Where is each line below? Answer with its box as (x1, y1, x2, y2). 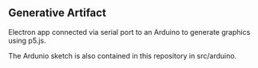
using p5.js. (8, 36, 46, 45)
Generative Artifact (8, 6, 106, 20)
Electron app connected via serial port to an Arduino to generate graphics (8, 27, 251, 36)
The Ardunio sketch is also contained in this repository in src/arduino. (8, 51, 237, 60)
